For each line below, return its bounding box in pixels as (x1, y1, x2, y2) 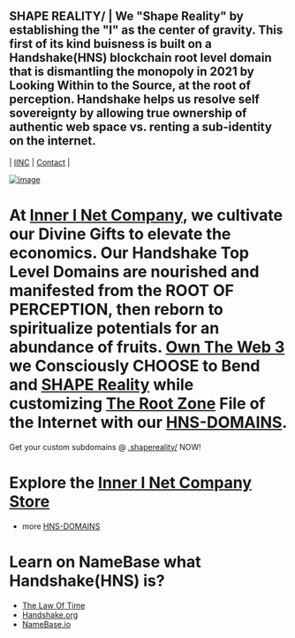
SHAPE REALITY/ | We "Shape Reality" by (9, 9, 245, 24)
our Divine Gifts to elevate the (9, 224, 231, 244)
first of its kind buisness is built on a (9, 36, 212, 51)
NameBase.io (21, 619, 72, 629)
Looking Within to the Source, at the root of (9, 78, 252, 93)
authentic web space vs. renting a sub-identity (9, 120, 272, 135)
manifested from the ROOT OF (9, 281, 234, 300)
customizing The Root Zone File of (9, 393, 266, 413)
